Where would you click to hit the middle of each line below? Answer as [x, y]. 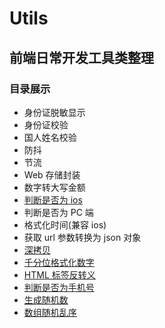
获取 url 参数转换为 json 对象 [82, 237]
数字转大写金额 [54, 187]
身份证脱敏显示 [54, 112]
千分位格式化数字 [59, 262]
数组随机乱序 [50, 312]
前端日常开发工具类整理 [81, 57]
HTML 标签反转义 [59, 274]
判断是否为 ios [53, 199]
